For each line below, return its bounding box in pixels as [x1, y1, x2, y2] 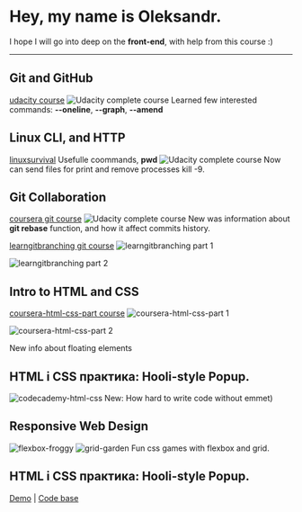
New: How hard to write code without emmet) [104, 393, 273, 403]
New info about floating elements [9, 343, 133, 354]
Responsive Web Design [9, 418, 149, 434]
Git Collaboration [9, 189, 107, 204]
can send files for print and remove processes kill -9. [9, 164, 205, 175]
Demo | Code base [9, 492, 79, 503]
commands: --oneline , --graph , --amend [9, 103, 164, 114]
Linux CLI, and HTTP [9, 130, 126, 146]
